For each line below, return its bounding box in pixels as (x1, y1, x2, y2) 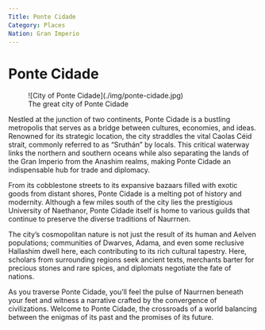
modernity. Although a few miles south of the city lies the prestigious (8, 198, 233, 207)
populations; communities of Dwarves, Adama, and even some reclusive (8, 238, 244, 247)
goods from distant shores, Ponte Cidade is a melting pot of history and (8, 189, 242, 198)
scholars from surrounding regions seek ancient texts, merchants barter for (8, 255, 255, 265)
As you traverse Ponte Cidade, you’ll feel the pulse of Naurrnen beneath (8, 287, 244, 297)
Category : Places (8, 21, 66, 29)
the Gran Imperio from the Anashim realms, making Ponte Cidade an (8, 157, 232, 167)
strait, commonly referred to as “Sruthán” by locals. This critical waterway (8, 140, 250, 150)
